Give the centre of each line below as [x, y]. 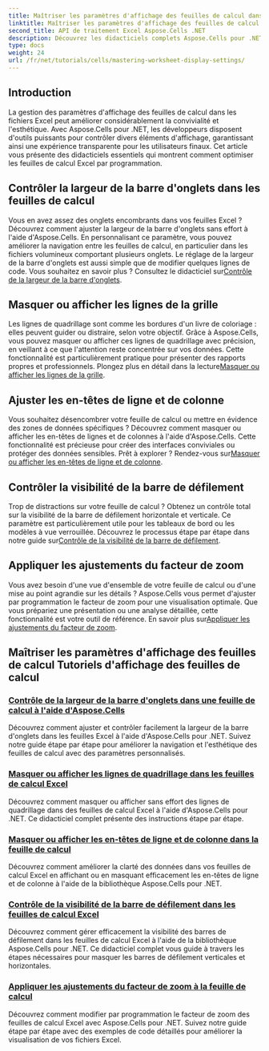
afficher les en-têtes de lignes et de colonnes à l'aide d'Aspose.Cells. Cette [132, 436]
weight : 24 [26, 53]
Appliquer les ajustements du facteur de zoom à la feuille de [127, 987]
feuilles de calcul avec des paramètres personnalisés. [97, 753]
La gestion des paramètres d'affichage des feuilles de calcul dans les [122, 112]
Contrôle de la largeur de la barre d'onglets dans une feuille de [132, 700]
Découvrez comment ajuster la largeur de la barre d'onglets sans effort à [128, 228]
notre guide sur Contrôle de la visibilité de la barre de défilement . [114, 540]
